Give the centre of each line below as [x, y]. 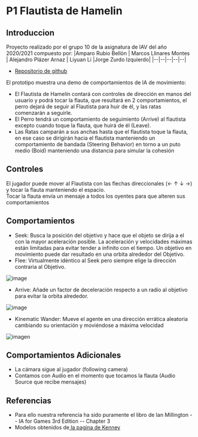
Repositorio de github [41, 71]
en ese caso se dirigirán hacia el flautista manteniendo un [85, 138]
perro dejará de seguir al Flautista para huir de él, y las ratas [88, 107]
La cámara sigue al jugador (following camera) [71, 369]
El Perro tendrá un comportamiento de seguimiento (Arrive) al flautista [100, 119]
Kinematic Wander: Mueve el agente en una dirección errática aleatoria [101, 319]
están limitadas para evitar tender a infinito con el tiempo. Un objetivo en [103, 248]
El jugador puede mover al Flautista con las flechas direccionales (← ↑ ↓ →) [99, 183]
